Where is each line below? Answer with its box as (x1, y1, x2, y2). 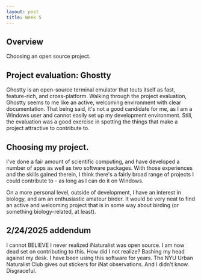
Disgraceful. (6, 267, 37, 274)
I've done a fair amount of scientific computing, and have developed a (6, 158, 180, 165)
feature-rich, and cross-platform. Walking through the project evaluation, (6, 93, 187, 100)
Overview (6, 37, 44, 47)
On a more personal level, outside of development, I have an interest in (6, 188, 182, 196)
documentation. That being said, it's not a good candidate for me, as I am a (6, 105, 193, 113)
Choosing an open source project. (6, 52, 91, 60)
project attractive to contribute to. (6, 125, 90, 132)
